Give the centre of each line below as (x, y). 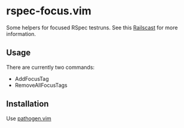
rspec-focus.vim (49, 11)
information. (21, 33)
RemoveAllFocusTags (41, 85)
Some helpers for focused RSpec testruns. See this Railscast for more (92, 28)
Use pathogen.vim (29, 118)
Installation (27, 104)
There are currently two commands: (50, 67)
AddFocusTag (32, 78)
